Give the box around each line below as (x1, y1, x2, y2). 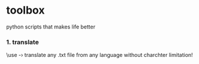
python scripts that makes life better (6, 23, 96, 30)
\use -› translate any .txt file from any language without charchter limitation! (6, 52, 193, 59)
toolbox (6, 4, 45, 17)
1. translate (6, 38, 39, 46)
